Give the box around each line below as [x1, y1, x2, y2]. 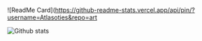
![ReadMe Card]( [7, 6, 56, 14]
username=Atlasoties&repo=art [7, 13, 98, 22]
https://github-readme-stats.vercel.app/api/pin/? [55, 6, 196, 14]
